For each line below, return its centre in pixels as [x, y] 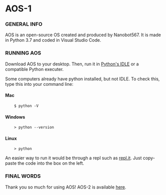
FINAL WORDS [23, 176]
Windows [15, 117]
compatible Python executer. [34, 69]
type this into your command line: [39, 84]
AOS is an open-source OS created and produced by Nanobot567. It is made [83, 35]
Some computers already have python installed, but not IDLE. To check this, [83, 79]
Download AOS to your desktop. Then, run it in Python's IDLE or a [72, 64]
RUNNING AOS [23, 53]
